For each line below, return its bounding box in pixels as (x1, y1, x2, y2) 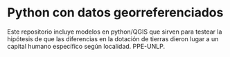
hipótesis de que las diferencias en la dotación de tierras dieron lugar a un (7, 34, 219, 43)
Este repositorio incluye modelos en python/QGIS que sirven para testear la (7, 27, 222, 36)
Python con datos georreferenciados (7, 5, 224, 21)
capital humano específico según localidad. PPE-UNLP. (7, 42, 165, 50)
